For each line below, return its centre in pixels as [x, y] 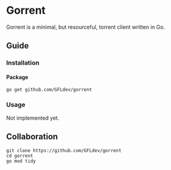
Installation [23, 63]
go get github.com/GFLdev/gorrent [49, 90]
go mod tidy [21, 161]
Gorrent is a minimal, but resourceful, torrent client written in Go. [86, 27]
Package [17, 77]
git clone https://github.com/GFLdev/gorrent [64, 150]
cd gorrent [20, 156]
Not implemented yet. [33, 118]
